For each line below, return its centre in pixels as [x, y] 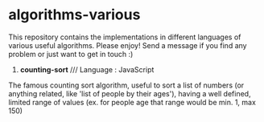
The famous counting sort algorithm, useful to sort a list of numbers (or [126, 85]
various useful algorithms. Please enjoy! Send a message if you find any [128, 45]
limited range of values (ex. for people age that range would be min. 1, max [132, 102]
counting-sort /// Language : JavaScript [87, 69]
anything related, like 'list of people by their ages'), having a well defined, [130, 93]
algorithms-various [74, 15]
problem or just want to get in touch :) [71, 54]
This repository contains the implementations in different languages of [125, 37]
